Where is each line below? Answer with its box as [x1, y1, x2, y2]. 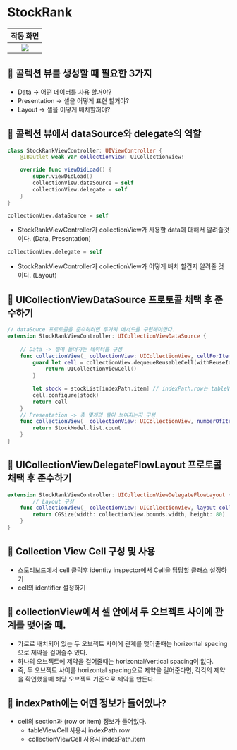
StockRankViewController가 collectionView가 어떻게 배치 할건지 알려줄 [17, 262, 217, 270]
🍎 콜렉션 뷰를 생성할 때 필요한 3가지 [7, 68, 152, 80]
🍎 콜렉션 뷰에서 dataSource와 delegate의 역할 [7, 128, 202, 140]
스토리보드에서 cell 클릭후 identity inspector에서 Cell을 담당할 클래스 [17, 566, 209, 574]
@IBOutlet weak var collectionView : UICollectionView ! [20, 153, 185, 161]
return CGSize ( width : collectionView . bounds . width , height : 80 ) [32, 511, 226, 518]
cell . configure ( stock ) [32, 391, 99, 399]
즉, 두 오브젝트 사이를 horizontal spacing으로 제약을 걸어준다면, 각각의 [17, 665, 213, 674]
